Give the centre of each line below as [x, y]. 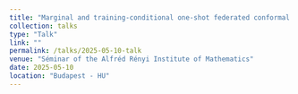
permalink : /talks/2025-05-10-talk [76, 51]
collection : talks [43, 26]
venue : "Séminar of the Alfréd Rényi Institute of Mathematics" [132, 59]
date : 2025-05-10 [42, 68]
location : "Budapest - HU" [60, 76]
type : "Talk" [34, 34]
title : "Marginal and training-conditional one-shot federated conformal [150, 17]
